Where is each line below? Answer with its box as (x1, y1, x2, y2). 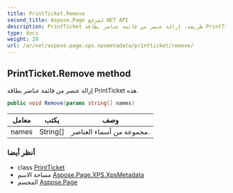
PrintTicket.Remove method (7, 68, 131, 80)
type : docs (7, 29, 39, 37)
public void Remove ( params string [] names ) (7, 100, 135, 107)
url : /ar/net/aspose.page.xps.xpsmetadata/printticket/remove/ (7, 42, 194, 49)
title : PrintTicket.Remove (7, 10, 85, 17)
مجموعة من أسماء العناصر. (71, 127, 150, 136)
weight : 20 (7, 36, 39, 43)
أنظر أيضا (7, 147, 35, 157)
